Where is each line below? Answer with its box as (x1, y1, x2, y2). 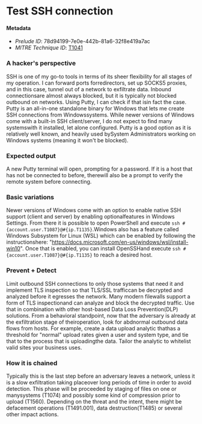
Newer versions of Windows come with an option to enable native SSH (6, 207, 182, 214)
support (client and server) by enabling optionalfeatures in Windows (6, 213, 175, 220)
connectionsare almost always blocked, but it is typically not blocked (6, 92, 177, 99)
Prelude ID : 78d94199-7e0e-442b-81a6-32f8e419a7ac (14, 38, 150, 45)
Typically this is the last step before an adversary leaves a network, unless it (6, 372, 195, 380)
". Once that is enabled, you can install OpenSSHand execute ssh (20, 245, 181, 252)
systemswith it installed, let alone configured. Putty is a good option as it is (6, 124, 191, 131)
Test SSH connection (6, 4, 114, 18)
